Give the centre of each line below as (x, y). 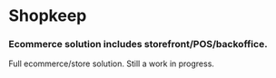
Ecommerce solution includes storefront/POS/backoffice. (138, 44)
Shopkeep (48, 16)
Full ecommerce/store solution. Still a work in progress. (112, 63)
